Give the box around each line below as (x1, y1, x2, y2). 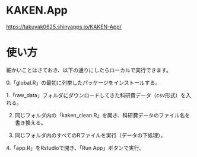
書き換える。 (14, 119, 46, 126)
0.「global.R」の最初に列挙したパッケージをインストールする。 (6, 79, 161, 86)
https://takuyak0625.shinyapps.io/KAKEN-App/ (6, 23, 122, 30)
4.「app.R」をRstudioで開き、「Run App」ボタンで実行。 (6, 144, 145, 151)
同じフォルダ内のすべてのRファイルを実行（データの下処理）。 (14, 132, 166, 139)
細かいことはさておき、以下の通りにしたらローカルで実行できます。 (6, 66, 172, 73)
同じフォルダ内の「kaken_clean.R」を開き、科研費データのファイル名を (14, 111, 190, 118)
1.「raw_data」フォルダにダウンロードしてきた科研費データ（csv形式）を (6, 91, 186, 98)
